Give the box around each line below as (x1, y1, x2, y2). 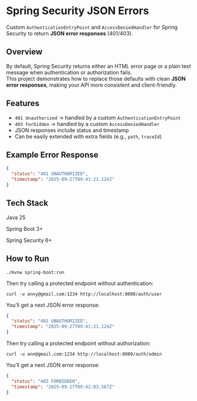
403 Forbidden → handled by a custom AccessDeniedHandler (14, 120, 160, 127)
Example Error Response (6, 150, 98, 160)
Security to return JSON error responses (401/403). (6, 29, 133, 37)
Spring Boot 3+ (6, 225, 43, 232)
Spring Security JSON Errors (6, 4, 149, 18)
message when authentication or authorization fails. (6, 69, 132, 76)
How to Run (6, 254, 50, 264)
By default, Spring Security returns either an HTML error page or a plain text (6, 62, 192, 69)
